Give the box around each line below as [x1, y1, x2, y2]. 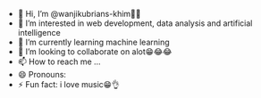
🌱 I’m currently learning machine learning [17, 37, 170, 47]
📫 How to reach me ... [17, 56, 101, 67]
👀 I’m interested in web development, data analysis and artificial [17, 18, 253, 29]
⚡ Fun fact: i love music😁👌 [17, 79, 120, 89]
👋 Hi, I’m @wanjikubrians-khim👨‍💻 [17, 9, 141, 19]
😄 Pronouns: [17, 69, 67, 79]
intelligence [17, 28, 61, 37]
